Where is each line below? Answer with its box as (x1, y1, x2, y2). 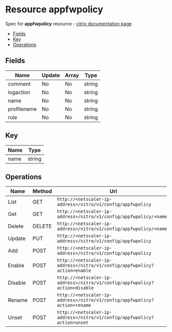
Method (32, 188, 52, 195)
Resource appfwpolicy (5, 4, 103, 15)
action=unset (57, 320, 89, 326)
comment (8, 80, 31, 87)
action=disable (57, 285, 94, 291)
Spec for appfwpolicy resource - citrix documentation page (5, 21, 132, 27)
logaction (8, 88, 31, 96)
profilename (8, 105, 37, 113)
